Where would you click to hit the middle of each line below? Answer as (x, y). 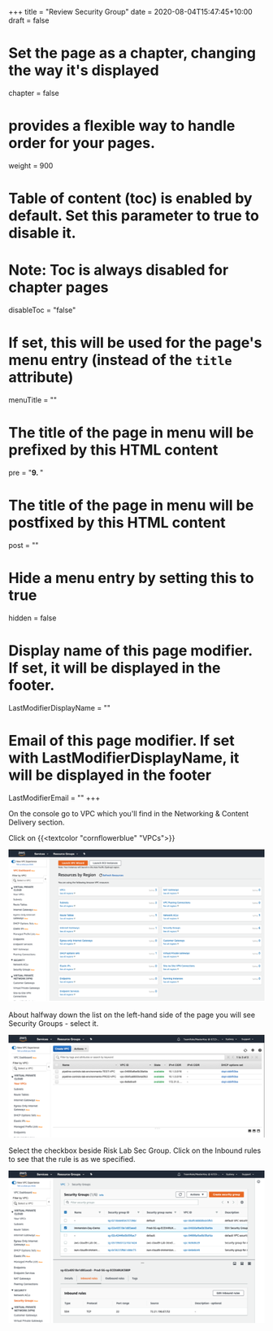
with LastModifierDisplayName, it (124, 757)
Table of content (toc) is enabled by (130, 199)
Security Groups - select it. (54, 1024)
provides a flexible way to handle (122, 126)
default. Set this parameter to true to (134, 216)
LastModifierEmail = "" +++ (54, 798)
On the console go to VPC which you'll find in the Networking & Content (129, 813)
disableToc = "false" (42, 310)
